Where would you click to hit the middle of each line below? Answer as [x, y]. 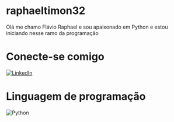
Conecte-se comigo [55, 57]
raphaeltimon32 [46, 11]
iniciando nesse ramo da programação [53, 33]
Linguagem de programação [76, 97]
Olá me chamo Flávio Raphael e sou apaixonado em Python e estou [87, 27]
